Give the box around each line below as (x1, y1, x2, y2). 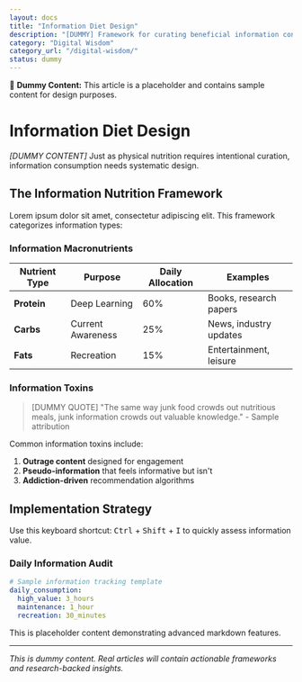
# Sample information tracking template (9, 578, 164, 587)
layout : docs (9, 13, 58, 22)
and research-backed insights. (9, 662, 124, 673)
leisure (208, 354, 236, 367)
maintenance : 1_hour (17, 603, 94, 612)
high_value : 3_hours (17, 595, 94, 604)
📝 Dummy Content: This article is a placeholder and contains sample (9, 80, 265, 90)
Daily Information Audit (9, 557, 113, 570)
